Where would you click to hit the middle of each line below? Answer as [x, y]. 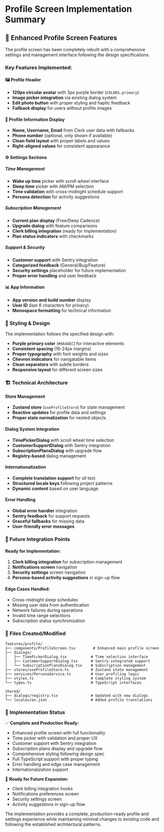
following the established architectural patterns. [53, 824]
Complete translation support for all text [54, 478]
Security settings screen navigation [49, 572]
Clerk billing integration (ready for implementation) [64, 231]
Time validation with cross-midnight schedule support [68, 191]
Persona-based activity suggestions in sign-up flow [66, 578]
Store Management [25, 396]
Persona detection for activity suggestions [56, 197]
